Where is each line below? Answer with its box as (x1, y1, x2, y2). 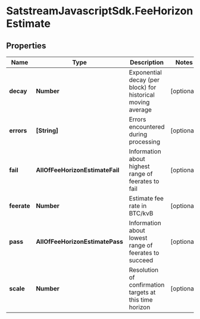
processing (129, 138, 161, 145)
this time (129, 296, 153, 303)
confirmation (129, 281, 165, 289)
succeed (129, 256, 154, 264)
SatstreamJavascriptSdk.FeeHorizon (6, 4, 193, 18)
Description (130, 58, 164, 66)
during (129, 130, 148, 138)
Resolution (129, 266, 159, 274)
